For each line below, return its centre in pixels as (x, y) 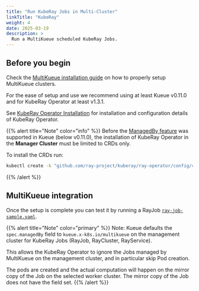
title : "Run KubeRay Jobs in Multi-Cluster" (62, 12)
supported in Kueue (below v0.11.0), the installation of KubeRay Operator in (97, 137)
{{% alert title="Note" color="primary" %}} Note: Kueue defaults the (89, 228)
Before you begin (38, 63)
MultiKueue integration (50, 196)
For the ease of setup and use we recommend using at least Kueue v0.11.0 (97, 95)
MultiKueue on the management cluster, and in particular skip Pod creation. (98, 258)
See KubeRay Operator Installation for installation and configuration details (97, 113)
